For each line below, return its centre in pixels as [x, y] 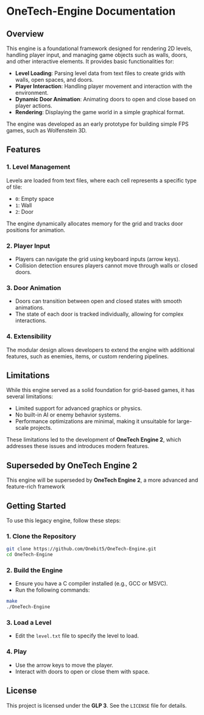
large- [184, 421]
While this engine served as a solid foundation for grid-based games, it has [100, 390]
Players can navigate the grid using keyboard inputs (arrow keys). [97, 259]
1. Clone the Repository [41, 536]
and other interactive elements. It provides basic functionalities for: [90, 61]
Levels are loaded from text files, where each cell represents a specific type [101, 180]
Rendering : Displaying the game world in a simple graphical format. [100, 112]
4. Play [17, 651]
